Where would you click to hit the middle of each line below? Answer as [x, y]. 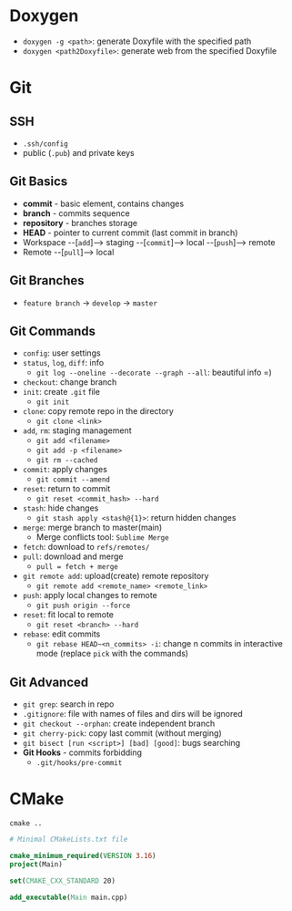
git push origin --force [83, 606]
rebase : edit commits [61, 634]
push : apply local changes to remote [90, 595]
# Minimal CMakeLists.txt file [69, 840]
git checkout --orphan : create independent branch [119, 724]
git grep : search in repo [68, 704]
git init [53, 402]
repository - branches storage [80, 223]
